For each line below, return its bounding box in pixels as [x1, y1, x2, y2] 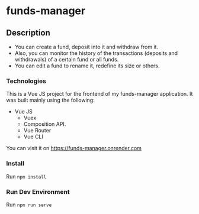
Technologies [6, 77, 46, 85]
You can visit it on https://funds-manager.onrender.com [6, 145, 142, 152]
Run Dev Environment [6, 187, 70, 196]
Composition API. [23, 121, 66, 128]
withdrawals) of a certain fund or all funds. [14, 56, 119, 63]
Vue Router [23, 127, 52, 134]
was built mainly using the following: [6, 96, 95, 104]
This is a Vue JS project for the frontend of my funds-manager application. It [6, 90, 193, 98]
